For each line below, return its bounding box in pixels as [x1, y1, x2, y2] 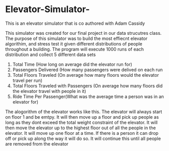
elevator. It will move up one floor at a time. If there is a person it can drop [5, 130, 159, 136]
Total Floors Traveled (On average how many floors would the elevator [12, 72, 159, 78]
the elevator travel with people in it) [12, 88, 87, 94]
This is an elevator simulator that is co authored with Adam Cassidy [5, 20, 145, 26]
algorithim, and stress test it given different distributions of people [5, 40, 143, 46]
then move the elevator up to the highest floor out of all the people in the [5, 125, 156, 131]
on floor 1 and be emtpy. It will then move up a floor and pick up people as [5, 114, 159, 120]
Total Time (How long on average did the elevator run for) [12, 61, 133, 67]
